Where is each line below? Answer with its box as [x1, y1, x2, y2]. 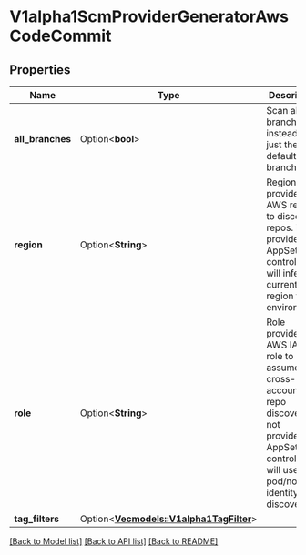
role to [266, 350, 294, 362]
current [266, 278, 298, 290]
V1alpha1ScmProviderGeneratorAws [9, 6, 290, 27]
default [266, 150, 297, 162]
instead [266, 127, 299, 139]
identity [266, 487, 299, 499]
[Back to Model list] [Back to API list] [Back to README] [9, 536, 219, 547]
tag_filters [14, 512, 60, 525]
